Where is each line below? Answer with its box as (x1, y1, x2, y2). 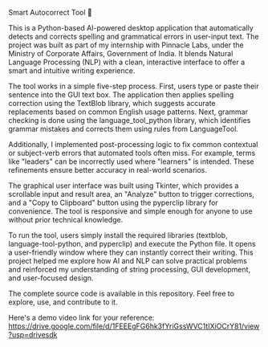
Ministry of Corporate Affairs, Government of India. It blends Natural (8, 49, 233, 58)
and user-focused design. (8, 273, 94, 283)
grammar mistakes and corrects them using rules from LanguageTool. (8, 125, 239, 133)
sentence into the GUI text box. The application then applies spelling (8, 90, 234, 100)
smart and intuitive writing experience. (8, 66, 136, 76)
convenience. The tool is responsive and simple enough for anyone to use (8, 206, 253, 216)
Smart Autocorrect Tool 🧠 (8, 8, 92, 17)
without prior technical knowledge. (8, 215, 124, 224)
